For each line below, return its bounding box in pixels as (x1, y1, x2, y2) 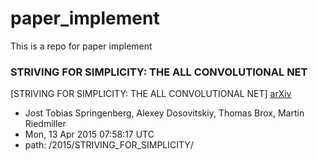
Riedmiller (24, 118, 67, 130)
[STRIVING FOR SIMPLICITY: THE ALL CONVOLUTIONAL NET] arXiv (10, 88, 292, 100)
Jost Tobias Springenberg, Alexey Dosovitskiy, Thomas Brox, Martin (24, 107, 305, 119)
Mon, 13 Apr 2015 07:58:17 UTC (24, 128, 155, 141)
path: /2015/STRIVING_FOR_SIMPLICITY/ (24, 139, 194, 151)
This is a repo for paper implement (10, 40, 153, 52)
